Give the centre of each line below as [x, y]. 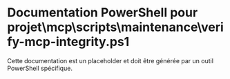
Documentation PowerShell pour [103, 13]
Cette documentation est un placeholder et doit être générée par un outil [111, 60]
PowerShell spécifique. [40, 68]
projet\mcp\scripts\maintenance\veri [116, 27]
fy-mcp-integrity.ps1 [68, 42]
